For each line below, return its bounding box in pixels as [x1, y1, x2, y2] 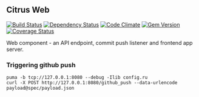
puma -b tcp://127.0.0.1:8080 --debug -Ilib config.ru [6, 75, 148, 81]
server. [6, 45, 24, 53]
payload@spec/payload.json [6, 85, 75, 92]
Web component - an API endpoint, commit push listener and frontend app [6, 39, 193, 46]
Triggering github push [6, 61, 76, 69]
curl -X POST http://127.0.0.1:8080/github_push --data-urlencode [6, 80, 178, 86]
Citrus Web [6, 5, 50, 15]
